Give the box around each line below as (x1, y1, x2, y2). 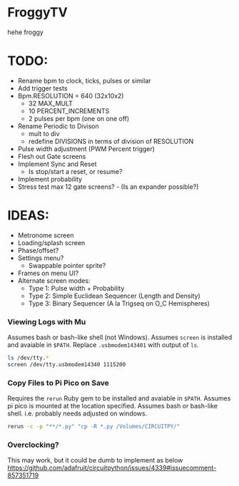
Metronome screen (17, 231, 74, 239)
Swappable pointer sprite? (28, 261, 106, 269)
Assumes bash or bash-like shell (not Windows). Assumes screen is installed (7, 333, 233, 342)
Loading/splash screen (17, 238, 86, 247)
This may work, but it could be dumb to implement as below (7, 456, 183, 465)
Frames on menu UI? (17, 269, 79, 277)
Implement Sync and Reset (17, 160, 97, 168)
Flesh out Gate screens (17, 152, 86, 160)
